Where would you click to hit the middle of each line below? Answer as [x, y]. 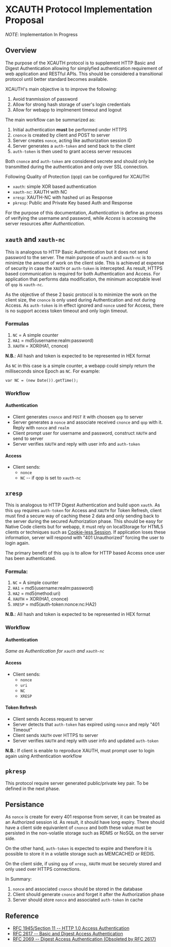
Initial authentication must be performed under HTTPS [70, 129]
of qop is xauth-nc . [24, 284]
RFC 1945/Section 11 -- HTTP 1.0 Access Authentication [71, 928]
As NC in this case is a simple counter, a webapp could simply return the [80, 365]
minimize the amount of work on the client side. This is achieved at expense [85, 263]
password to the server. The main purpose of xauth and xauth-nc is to [78, 257]
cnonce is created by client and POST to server [61, 135]
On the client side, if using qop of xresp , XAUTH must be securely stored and [83, 864]
